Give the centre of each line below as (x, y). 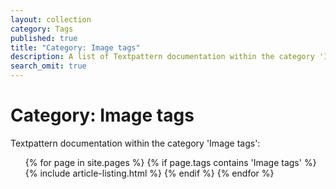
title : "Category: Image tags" (75, 47)
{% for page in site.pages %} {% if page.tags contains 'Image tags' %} (170, 162)
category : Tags (42, 29)
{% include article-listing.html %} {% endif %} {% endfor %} (149, 173)
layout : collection (51, 19)
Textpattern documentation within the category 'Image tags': (135, 143)
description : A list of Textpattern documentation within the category (162, 57)
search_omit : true (48, 66)
